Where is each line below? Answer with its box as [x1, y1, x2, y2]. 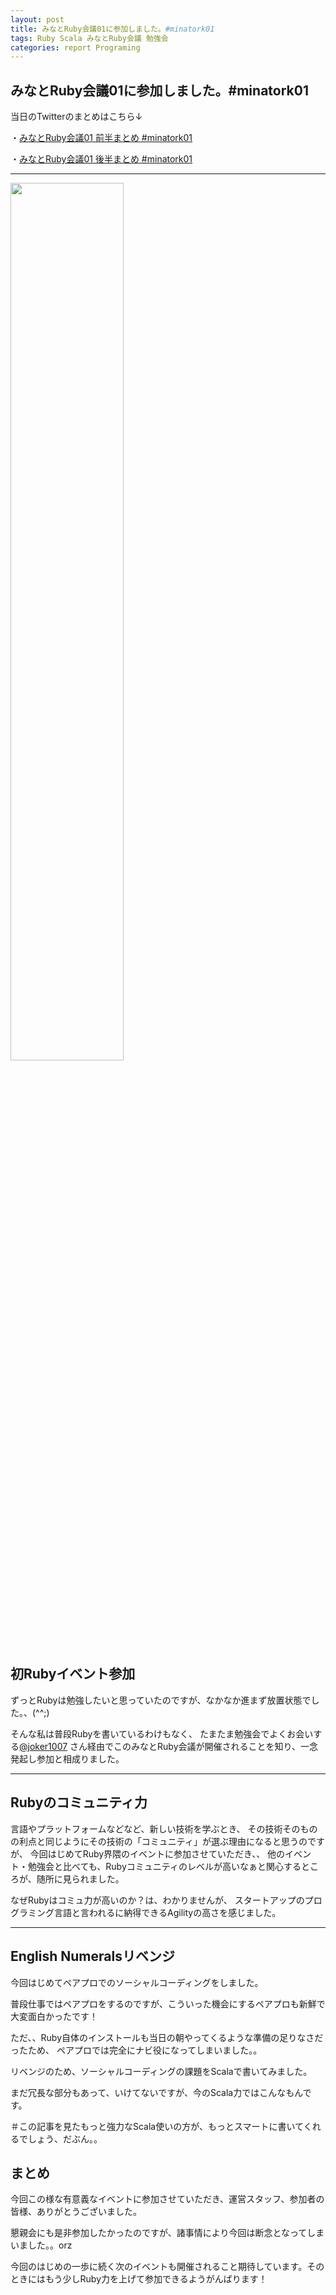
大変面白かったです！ [10, 2010, 98, 2022]
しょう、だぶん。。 [27, 2132, 103, 2145]
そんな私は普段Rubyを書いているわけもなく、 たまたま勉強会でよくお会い [10, 1727, 314, 1740]
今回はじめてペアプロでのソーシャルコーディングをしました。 [10, 1976, 264, 1988]
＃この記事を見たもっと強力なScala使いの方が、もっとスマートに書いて [10, 2120, 304, 2132]
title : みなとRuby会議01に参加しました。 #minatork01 [10, 24, 215, 34]
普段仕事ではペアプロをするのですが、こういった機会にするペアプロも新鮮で [10, 1997, 326, 2010]
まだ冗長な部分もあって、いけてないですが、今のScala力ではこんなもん [10, 2086, 303, 2098]
